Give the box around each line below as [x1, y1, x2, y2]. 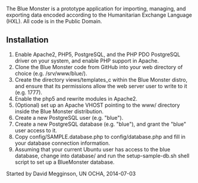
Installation [6, 35, 49, 45]
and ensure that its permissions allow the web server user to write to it [14, 82, 187, 89]
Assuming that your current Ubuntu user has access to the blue [14, 145, 171, 153]
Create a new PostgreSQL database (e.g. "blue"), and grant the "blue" [14, 120, 186, 128]
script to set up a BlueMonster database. [14, 158, 115, 166]
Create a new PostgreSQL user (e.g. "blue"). [14, 114, 124, 121]
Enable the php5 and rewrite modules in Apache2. [14, 95, 138, 102]
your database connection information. [14, 139, 111, 147]
